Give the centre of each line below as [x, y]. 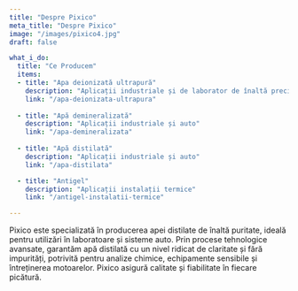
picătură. [25, 277]
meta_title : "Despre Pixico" [63, 26]
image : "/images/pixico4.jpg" [65, 34]
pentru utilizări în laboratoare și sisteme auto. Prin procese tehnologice [138, 240]
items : [29, 75]
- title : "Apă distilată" [65, 149]
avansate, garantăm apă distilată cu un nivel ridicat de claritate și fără [136, 249]
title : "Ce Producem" [57, 66]
